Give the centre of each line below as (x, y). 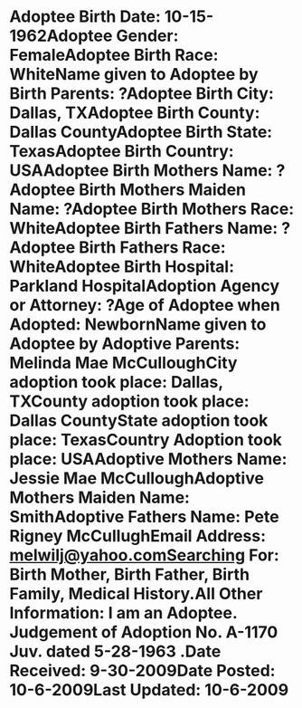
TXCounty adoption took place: (129, 402)
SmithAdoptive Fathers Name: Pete (144, 517)
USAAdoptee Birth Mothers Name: (141, 171)
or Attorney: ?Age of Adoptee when (145, 306)
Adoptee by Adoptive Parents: (125, 344)
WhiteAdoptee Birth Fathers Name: (144, 229)
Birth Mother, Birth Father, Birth (130, 574)
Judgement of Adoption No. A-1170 (144, 632)
